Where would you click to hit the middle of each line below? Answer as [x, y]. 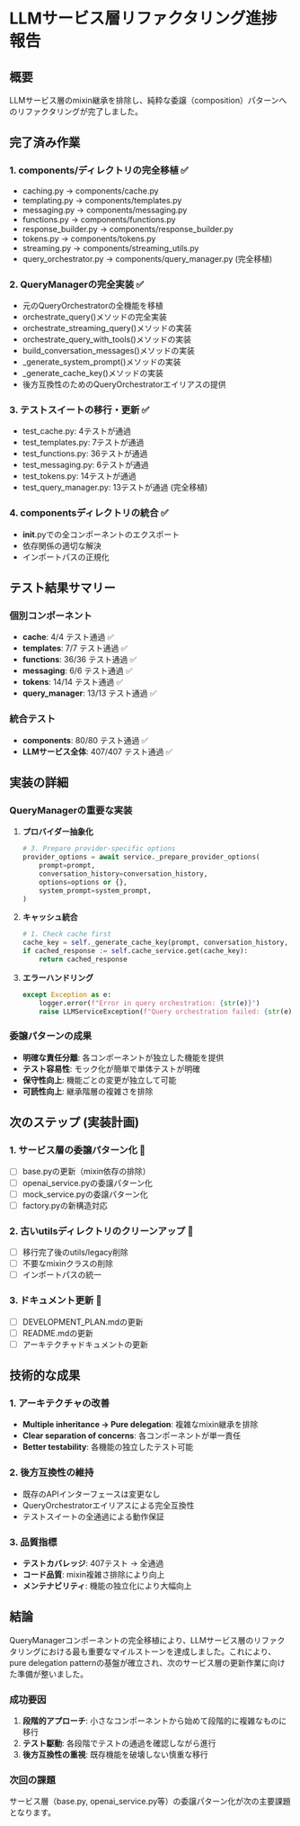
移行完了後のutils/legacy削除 [75, 1253]
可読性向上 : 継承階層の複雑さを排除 [88, 1091]
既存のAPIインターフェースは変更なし [91, 1494]
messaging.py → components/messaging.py [105, 210]
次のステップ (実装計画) [74, 1123]
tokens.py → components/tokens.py [89, 238]
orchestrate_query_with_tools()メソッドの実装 [106, 339]
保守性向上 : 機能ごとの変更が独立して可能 [99, 1080]
